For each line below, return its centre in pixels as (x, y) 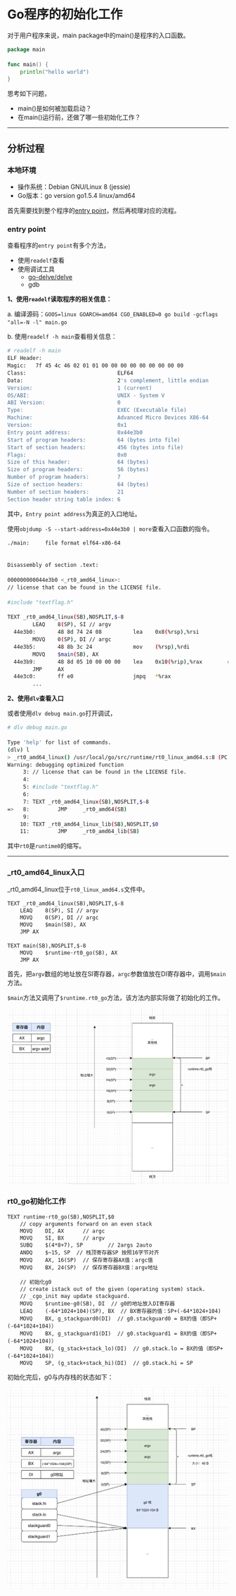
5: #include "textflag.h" (61, 787)
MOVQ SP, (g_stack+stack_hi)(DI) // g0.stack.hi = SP (106, 1364)
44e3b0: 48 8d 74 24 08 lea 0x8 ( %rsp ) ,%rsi (106, 632)
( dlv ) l (19, 750)
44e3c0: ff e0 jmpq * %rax (92, 677)
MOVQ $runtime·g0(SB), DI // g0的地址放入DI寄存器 (98, 1304)
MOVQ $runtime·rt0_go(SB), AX (69, 953)
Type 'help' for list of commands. (59, 742)
